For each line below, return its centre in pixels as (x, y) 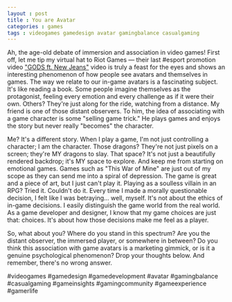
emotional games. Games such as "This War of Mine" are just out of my (109, 169)
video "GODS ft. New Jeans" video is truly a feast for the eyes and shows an (116, 67)
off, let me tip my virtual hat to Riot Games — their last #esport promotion (111, 60)
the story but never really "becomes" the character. (81, 126)
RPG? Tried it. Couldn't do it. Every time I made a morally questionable (107, 191)
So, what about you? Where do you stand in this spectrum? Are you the (109, 234)
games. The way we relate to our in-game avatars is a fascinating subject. (113, 82)
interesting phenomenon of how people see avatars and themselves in (107, 75)
